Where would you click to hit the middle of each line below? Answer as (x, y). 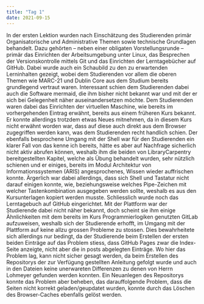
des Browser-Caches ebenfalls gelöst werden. (65, 294)
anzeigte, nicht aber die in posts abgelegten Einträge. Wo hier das (103, 249)
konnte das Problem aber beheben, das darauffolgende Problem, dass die (99, 281)
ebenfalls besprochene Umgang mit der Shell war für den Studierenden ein (100, 139)
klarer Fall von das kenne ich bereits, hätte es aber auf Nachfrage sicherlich (101, 145)
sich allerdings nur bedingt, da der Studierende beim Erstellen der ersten (97, 236)
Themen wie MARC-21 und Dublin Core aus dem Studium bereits (87, 81)
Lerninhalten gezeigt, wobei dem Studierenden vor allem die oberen (91, 74)
